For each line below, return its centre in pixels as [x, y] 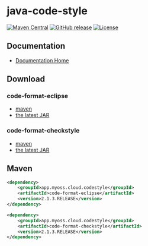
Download [26, 79]
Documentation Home [42, 60]
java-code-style [47, 11]
